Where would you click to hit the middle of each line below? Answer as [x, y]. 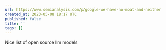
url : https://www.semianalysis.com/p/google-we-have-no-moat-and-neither [83, 10]
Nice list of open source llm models [41, 42]
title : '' [15, 24]
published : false [23, 19]
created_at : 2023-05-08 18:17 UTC [41, 14]
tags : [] [14, 28]
